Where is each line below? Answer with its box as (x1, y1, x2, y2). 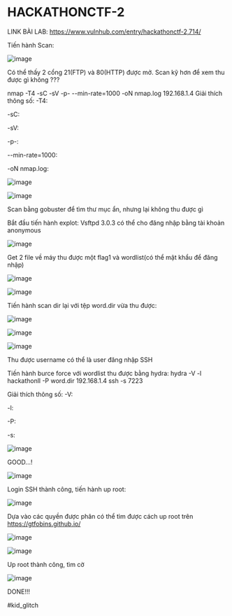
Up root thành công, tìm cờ (7, 560, 85, 568)
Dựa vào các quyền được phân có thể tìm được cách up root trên (7, 512, 194, 520)
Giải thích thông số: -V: (7, 390, 73, 398)
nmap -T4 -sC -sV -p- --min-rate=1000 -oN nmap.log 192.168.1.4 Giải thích (7, 89, 223, 97)
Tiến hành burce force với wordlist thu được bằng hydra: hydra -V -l (7, 369, 202, 377)
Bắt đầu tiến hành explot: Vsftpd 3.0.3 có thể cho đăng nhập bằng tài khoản (7, 218, 225, 227)
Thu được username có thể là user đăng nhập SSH (7, 355, 153, 364)
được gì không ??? (7, 75, 60, 84)
